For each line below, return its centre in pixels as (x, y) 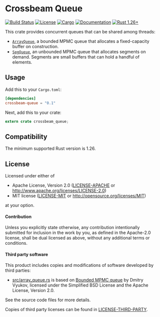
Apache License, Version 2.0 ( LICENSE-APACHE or (64, 185)
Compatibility (26, 136)
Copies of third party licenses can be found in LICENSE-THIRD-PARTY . (77, 310)
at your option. (20, 205)
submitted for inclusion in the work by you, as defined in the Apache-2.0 (78, 233)
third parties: (18, 270)
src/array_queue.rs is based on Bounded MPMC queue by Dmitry (78, 280)
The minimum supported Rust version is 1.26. (51, 148)
